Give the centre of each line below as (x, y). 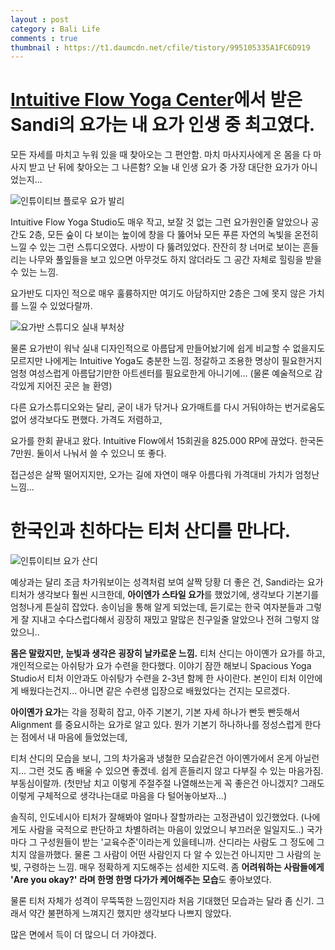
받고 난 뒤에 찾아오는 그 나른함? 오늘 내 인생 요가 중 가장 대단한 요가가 (164, 167)
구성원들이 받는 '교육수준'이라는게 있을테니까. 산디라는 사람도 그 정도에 (177, 842)
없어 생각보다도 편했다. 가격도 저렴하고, (86, 420)
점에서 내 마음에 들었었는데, (74, 737)
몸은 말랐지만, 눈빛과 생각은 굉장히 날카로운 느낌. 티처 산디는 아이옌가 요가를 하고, (168, 653)
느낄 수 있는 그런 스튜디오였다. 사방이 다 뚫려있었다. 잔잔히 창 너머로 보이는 (155, 247)
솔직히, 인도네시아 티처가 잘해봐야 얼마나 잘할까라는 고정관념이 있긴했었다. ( (157, 817)
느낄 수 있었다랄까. (56, 306)
